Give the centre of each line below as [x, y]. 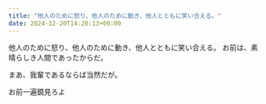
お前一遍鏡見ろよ [37, 92]
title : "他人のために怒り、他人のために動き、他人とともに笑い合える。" [115, 16]
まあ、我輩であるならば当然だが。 [65, 74]
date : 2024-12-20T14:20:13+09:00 [65, 23]
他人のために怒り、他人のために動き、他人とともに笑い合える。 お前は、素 [133, 47]
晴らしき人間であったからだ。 [58, 57]
